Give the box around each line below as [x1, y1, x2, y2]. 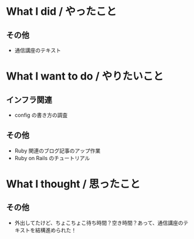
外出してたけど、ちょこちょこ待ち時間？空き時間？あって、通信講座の [14, 219, 183, 226]
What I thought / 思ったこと [6, 177, 141, 191]
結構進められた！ [35, 227, 77, 234]
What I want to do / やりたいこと [6, 69, 164, 83]
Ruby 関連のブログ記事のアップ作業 [14, 147, 101, 154]
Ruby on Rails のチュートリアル [14, 154, 90, 161]
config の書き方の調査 [14, 112, 68, 118]
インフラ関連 [6, 95, 53, 105]
